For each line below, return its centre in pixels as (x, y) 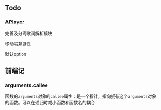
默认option (16, 54)
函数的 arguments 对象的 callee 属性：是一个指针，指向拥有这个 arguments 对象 (81, 96)
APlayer (15, 22)
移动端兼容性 (18, 44)
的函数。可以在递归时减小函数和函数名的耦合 (50, 103)
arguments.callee (26, 85)
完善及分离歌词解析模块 (29, 33)
